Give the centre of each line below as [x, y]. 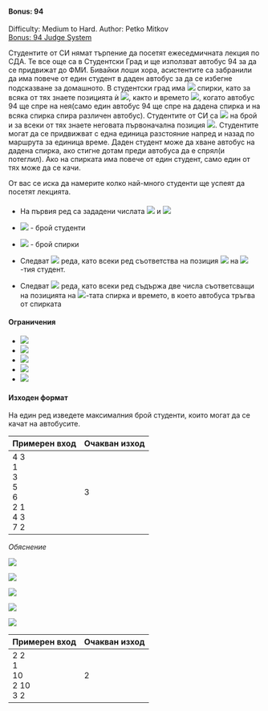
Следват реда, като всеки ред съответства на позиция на [129, 261]
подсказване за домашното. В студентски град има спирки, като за [130, 88]
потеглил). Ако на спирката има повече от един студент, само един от [129, 160]
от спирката [41, 304]
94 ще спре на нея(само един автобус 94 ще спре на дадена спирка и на [134, 106]
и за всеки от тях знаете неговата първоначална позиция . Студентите [134, 125]
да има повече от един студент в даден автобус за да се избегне [120, 79]
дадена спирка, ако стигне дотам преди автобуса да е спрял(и [117, 151]
